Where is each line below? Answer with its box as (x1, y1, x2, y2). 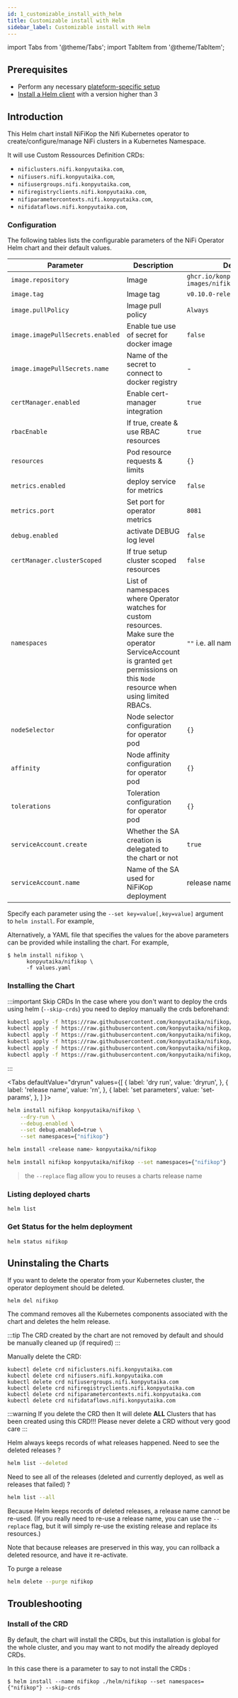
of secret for (126, 330, 168, 340)
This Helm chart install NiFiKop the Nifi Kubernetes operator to (7, 129, 190, 138)
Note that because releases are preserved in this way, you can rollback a (7, 1543, 220, 1552)
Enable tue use (126, 321, 176, 331)
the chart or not (126, 853, 178, 863)
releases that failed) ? (7, 1480, 71, 1489)
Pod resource (126, 447, 172, 457)
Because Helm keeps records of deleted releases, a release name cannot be (7, 1507, 230, 1515)
